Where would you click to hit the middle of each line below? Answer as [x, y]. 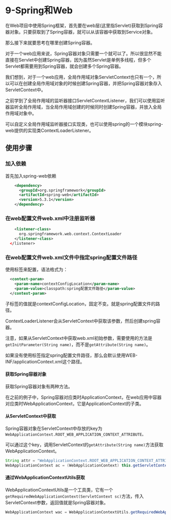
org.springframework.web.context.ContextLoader [70, 234]
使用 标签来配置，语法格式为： [36, 270]
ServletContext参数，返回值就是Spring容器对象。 [57, 502]
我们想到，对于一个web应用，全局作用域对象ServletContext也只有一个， [81, 77]
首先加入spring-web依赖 [31, 176]
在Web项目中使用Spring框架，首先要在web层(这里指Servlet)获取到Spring [82, 25]
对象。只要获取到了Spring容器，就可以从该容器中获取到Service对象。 [82, 32]
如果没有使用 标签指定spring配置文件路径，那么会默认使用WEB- [72, 355]
